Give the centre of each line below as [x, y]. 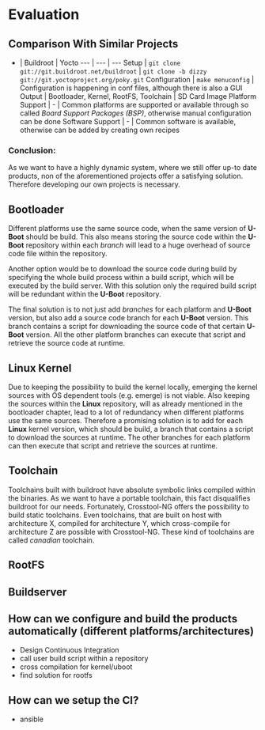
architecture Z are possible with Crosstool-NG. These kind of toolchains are [131, 531]
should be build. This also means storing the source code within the [136, 237]
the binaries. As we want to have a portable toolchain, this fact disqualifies [129, 498]
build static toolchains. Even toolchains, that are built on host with [115, 515]
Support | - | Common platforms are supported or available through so [134, 105]
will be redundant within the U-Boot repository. [85, 294]
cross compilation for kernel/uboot [76, 667]
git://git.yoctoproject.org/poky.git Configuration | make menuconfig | [137, 79]
